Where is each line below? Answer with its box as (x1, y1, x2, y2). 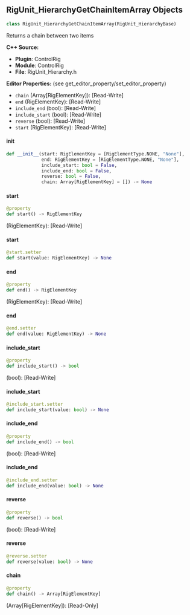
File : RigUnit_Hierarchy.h (14, 68, 77, 75)
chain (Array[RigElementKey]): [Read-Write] (14, 91, 124, 99)
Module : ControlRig (14, 62, 65, 69)
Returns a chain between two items (6, 31, 94, 39)
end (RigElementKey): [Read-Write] (14, 98, 101, 105)
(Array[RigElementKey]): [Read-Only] (6, 602, 98, 609)
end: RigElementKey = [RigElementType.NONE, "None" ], (41, 157, 180, 163)
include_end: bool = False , (41, 168, 112, 174)
